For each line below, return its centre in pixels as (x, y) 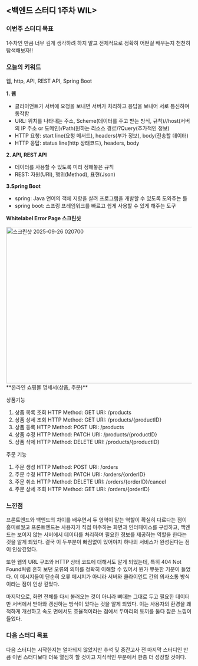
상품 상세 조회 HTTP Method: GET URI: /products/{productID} (88, 419)
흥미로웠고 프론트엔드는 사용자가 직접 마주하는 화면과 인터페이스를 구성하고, (93, 527)
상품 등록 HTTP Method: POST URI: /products (69, 427)
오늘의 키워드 (24, 67)
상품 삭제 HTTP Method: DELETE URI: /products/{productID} (87, 442)
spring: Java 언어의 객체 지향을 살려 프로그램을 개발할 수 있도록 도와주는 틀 (101, 198)
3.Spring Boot (24, 186)
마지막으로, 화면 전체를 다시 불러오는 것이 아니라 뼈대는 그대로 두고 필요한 (90, 597)
